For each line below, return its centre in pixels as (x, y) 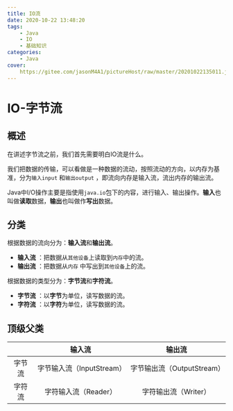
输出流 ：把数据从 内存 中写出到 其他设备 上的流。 (83, 266)
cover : (17, 65)
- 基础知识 (33, 46)
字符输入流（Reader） (80, 392)
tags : (15, 26)
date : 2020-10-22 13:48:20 (46, 20)
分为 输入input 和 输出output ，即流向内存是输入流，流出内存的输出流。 (118, 177)
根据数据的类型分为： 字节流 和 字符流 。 (62, 281)
